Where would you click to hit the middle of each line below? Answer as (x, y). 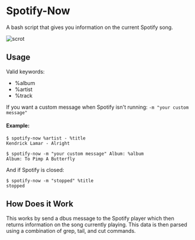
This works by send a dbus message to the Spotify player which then (90, 218)
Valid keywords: (25, 72)
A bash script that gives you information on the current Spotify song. (90, 27)
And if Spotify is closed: (35, 170)
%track (23, 95)
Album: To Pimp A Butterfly (41, 159)
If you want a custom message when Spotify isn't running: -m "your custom (97, 107)
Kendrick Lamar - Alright (38, 143)
